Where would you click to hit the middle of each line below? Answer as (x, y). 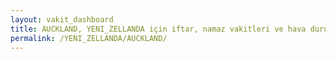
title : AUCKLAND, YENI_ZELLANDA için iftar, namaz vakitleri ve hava (158, 29)
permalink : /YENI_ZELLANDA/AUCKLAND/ (89, 38)
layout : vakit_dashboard (62, 19)
